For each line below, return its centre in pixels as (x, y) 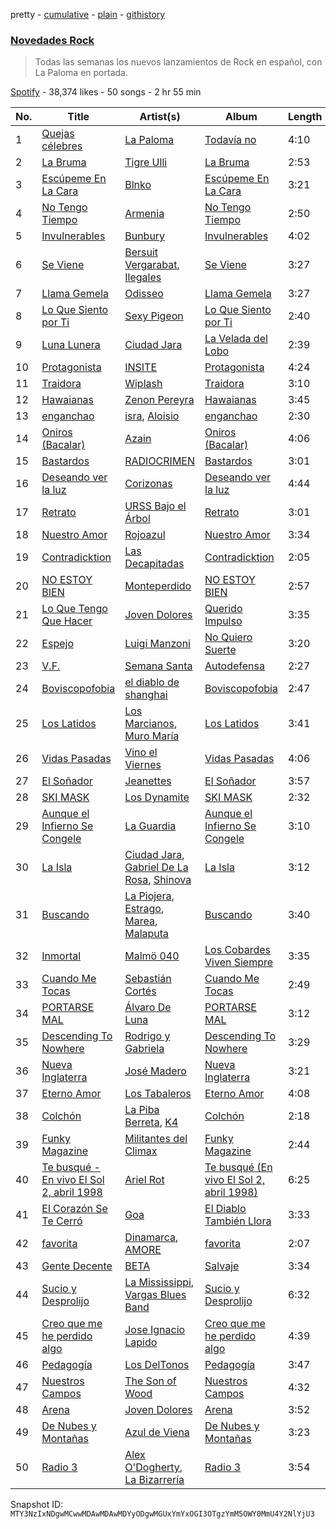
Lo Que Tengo (74, 609)
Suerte (220, 650)
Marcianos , (151, 724)
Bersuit (141, 252)
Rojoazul (145, 535)
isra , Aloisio (152, 416)
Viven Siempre (239, 962)
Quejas (58, 134)
